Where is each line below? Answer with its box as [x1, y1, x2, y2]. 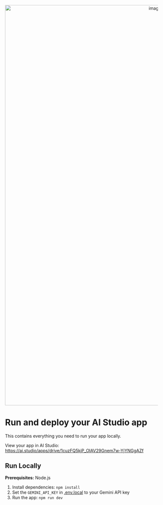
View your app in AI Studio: [5, 442, 59, 448]
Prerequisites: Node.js [5, 475, 51, 481]
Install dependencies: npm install [12, 484, 80, 490]
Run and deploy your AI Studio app [5, 417, 147, 428]
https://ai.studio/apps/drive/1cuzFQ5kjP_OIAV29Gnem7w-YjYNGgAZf [5, 447, 144, 453]
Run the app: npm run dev [12, 494, 63, 500]
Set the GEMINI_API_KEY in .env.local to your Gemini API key [12, 489, 130, 495]
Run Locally [5, 462, 41, 470]
